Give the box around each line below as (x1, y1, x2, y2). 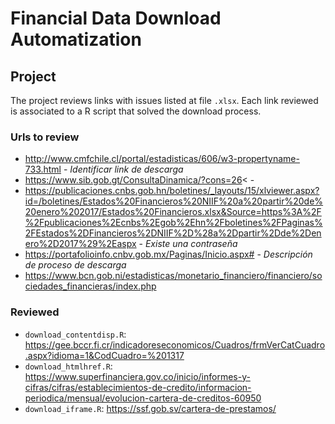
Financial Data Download (10, 7, 222, 30)
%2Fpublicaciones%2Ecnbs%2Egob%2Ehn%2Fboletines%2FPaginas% (24, 217, 323, 229)
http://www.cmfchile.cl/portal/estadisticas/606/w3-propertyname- (24, 153, 300, 165)
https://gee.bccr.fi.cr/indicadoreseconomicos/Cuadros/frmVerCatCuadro (24, 338, 326, 351)
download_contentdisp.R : (24, 328, 127, 340)
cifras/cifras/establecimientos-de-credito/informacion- (24, 381, 252, 393)
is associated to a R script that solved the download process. (10, 105, 262, 117)
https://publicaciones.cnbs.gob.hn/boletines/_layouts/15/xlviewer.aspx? (24, 185, 320, 197)
